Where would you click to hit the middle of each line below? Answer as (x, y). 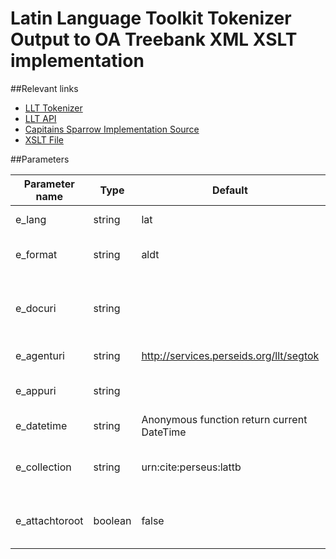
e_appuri (36, 390)
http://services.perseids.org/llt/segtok (230, 355)
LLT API (40, 118)
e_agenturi (40, 355)
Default (229, 190)
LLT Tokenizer (53, 108)
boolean (112, 520)
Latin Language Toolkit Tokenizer (151, 18)
